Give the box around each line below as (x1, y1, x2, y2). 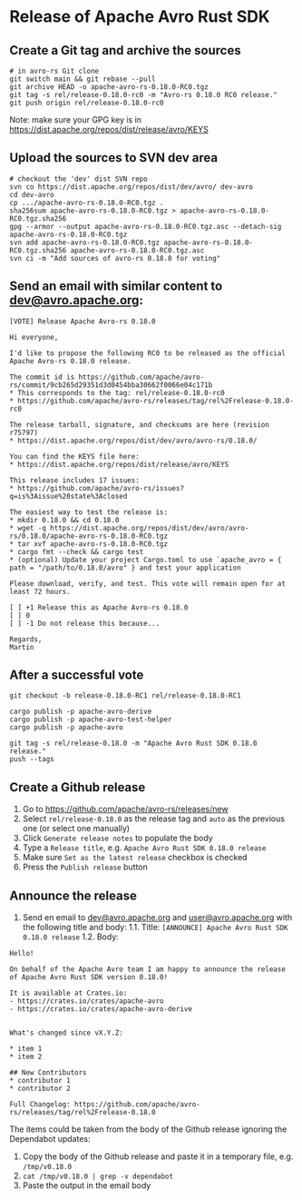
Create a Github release (9, 779, 146, 795)
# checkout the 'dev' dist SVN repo (9, 174, 148, 183)
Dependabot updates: (9, 1134, 91, 1145)
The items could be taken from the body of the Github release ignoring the (9, 1124, 287, 1135)
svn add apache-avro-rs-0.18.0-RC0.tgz (9, 238, 161, 247)
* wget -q (9, 523, 47, 532)
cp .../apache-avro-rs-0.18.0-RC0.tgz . (9, 198, 165, 207)
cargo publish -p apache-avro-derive (9, 707, 152, 717)
